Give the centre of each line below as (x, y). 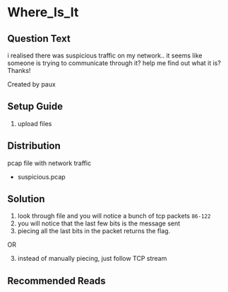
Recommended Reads (56, 281)
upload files (35, 123)
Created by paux (32, 84)
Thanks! (19, 71)
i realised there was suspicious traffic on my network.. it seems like (105, 55)
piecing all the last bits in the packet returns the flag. (94, 231)
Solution (26, 199)
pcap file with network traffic (49, 163)
